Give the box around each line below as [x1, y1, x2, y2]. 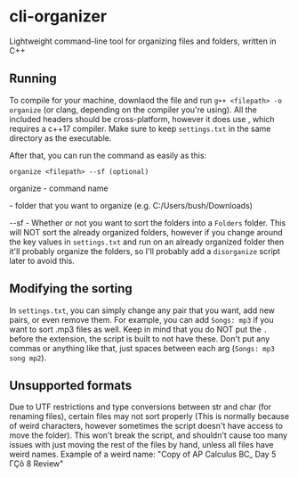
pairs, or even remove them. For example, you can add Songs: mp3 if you [9, 314, 274, 325]
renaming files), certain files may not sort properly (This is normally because [9, 411, 290, 422]
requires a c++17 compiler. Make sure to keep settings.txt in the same [9, 123, 271, 134]
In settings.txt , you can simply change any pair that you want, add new [9, 305, 276, 316]
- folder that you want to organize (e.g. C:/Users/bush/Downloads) [9, 200, 254, 210]
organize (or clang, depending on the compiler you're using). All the [9, 104, 258, 115]
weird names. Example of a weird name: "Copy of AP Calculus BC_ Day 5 [9, 449, 277, 460]
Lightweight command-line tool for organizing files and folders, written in [9, 36, 278, 46]
